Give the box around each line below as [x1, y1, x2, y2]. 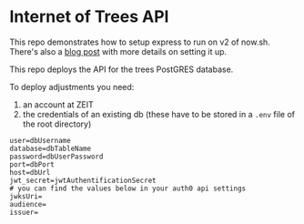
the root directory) [22, 118, 92, 129]
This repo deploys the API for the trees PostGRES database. [9, 64, 234, 75]
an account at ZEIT [22, 98, 94, 110]
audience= [9, 199, 47, 209]
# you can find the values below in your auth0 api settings [9, 184, 247, 193]
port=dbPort [9, 159, 55, 169]
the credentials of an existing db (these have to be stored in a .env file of [22, 108, 296, 119]
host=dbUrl [9, 168, 51, 177]
